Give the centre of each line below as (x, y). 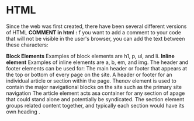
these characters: (27, 45)
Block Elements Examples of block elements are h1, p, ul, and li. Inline (91, 56)
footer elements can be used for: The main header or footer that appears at (97, 68)
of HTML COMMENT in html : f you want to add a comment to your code (93, 32)
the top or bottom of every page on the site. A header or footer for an (89, 74)
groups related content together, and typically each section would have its (95, 105)
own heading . (23, 112)
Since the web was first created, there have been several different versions (96, 26)
